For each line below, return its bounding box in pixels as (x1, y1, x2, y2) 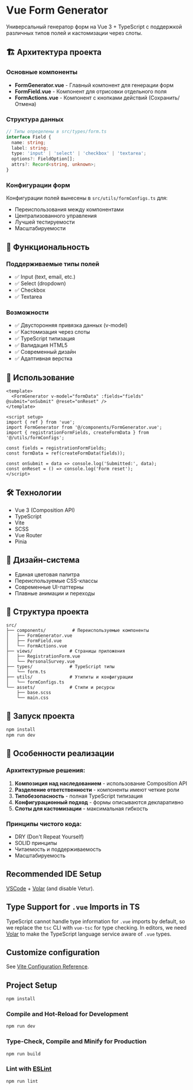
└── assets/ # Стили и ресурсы (6, 685, 115, 691)
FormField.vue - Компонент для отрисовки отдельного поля (14, 88, 167, 95)
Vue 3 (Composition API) (14, 507, 76, 514)
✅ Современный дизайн (14, 349, 76, 356)
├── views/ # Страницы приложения (6, 649, 126, 654)
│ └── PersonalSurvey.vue (6, 659, 76, 665)
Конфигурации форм (6, 181, 70, 189)
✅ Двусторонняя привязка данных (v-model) (14, 322, 128, 329)
